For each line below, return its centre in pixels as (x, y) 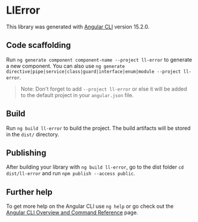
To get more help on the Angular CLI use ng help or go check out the (90, 206)
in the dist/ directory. (33, 134)
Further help (30, 192)
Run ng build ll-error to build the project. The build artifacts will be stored (98, 128)
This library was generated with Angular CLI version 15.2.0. (78, 27)
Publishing (26, 152)
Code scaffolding (38, 45)
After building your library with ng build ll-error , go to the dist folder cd (95, 167)
